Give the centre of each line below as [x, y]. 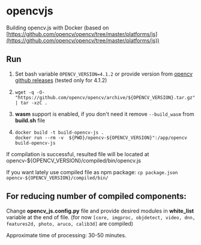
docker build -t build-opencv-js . [59, 132]
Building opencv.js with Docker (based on [58, 28]
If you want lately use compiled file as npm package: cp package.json [92, 172]
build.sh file [30, 120]
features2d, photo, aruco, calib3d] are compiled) [70, 223]
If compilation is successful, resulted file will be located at [78, 154]
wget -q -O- [30, 92]
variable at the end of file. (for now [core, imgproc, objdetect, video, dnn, [101, 217]
